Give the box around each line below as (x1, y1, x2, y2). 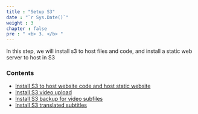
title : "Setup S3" (6, 8, 56, 15)
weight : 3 (6, 20, 34, 26)
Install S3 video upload (14, 89, 72, 96)
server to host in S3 (6, 54, 56, 61)
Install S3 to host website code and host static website (14, 82, 151, 90)
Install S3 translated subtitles (14, 101, 88, 109)
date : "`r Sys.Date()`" (6, 14, 69, 20)
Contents (6, 69, 34, 77)
